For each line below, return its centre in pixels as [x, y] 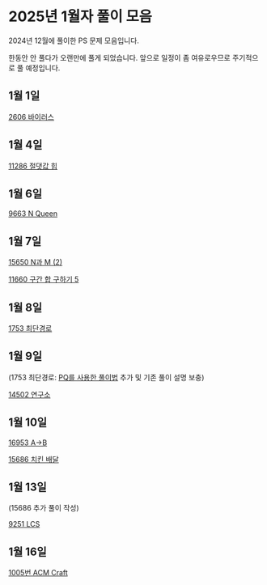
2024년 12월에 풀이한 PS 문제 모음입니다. [74, 40]
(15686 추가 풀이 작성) [44, 508]
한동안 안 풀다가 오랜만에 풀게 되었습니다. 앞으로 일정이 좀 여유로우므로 [119, 57]
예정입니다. [43, 68]
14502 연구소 [30, 394]
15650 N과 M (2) [36, 262]
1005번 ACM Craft [38, 573]
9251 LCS [24, 524]
